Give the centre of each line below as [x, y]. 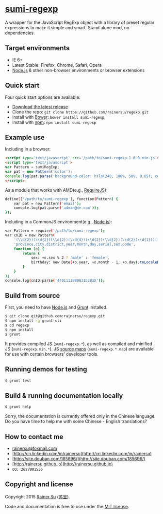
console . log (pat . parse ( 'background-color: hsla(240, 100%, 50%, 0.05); [79, 176]
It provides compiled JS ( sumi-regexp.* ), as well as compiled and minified [79, 344]
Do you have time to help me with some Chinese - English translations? [76, 422]
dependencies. [20, 33]
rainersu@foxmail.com [34, 448]
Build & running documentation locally [64, 395]
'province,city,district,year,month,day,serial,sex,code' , [75, 244]
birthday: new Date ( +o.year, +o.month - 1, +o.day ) [84, 262]
